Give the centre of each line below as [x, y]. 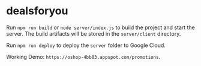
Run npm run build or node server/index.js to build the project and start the [100, 27]
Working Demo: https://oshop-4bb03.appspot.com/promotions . [83, 56]
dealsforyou [37, 11]
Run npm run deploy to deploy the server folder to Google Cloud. [86, 45]
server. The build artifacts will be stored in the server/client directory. [94, 33]
